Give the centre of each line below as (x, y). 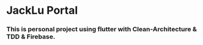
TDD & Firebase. (31, 37)
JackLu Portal (42, 10)
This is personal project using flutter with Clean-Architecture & (102, 29)
